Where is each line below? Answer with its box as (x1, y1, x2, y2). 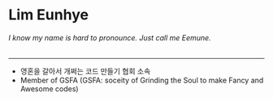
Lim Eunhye (8, 6, 89, 24)
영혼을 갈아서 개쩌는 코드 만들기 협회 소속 (19, 66, 151, 76)
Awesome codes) (19, 84, 79, 94)
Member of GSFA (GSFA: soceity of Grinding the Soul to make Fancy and (19, 75, 264, 86)
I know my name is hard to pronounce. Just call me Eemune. (8, 32, 211, 42)
